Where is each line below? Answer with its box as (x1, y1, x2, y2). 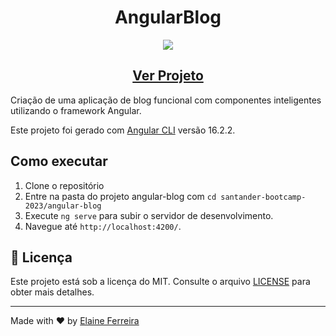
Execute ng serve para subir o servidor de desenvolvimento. (24, 209, 274, 221)
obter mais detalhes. (10, 286, 95, 298)
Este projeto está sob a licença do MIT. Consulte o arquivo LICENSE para (10, 276, 311, 288)
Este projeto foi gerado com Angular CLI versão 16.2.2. (10, 124, 236, 136)
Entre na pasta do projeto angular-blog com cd (24, 190, 217, 202)
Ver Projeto (132, 67, 204, 85)
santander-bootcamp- (220, 192, 307, 202)
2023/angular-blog (24, 201, 102, 211)
